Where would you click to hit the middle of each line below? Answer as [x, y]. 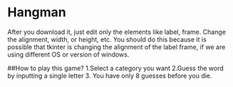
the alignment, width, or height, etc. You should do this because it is [107, 39]
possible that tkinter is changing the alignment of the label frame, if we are [116, 47]
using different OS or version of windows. [68, 54]
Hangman [37, 12]
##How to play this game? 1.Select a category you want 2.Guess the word [116, 68]
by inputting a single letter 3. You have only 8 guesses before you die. [110, 76]
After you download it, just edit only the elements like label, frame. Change [117, 32]
